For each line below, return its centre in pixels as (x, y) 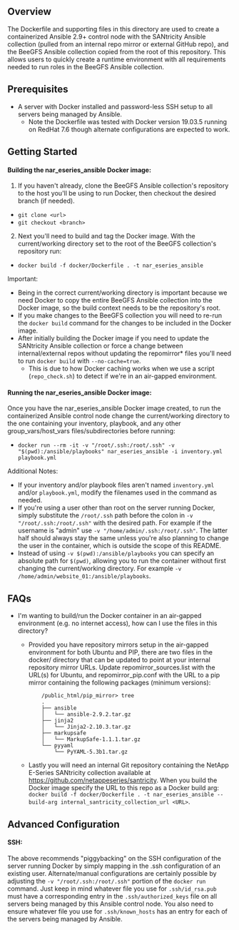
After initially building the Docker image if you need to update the (113, 338)
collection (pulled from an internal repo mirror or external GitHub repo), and (118, 44)
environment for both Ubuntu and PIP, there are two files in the (120, 652)
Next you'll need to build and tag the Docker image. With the (106, 236)
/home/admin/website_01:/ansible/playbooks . (84, 576)
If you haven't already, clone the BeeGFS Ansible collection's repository (123, 186)
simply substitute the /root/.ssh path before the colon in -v (105, 515)
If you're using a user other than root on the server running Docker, (116, 508)
